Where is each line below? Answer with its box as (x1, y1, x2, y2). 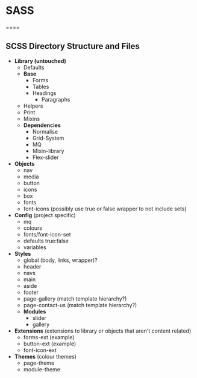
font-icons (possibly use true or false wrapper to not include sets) (23, 205, 187, 212)
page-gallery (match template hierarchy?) (23, 295, 127, 302)
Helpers (23, 102, 43, 109)
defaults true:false (23, 237, 69, 244)
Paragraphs (41, 96, 70, 103)
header (23, 262, 42, 270)
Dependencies (23, 122, 61, 129)
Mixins (23, 115, 40, 122)
